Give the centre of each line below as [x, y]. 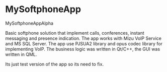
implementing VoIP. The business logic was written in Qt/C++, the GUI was [82, 49]
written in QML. [21, 54]
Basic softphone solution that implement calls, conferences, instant [75, 33]
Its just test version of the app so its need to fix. [55, 64]
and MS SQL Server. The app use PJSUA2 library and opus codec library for [84, 43]
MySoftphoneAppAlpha [29, 23]
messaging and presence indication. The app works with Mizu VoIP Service [83, 38]
